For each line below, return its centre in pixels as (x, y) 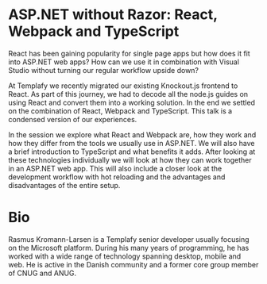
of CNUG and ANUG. (43, 273)
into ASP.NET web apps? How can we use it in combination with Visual (124, 62)
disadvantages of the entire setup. (64, 185)
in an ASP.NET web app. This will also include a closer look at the (115, 168)
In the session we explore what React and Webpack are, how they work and (132, 134)
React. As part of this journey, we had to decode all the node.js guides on (128, 94)
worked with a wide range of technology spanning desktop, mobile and (125, 256)
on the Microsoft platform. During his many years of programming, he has (129, 248)
